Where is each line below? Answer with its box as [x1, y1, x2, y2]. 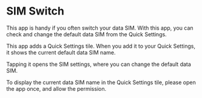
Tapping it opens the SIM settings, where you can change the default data [6, 60, 191, 68]
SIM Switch [6, 4, 65, 18]
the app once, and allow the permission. [6, 85, 107, 92]
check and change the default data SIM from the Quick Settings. [6, 30, 167, 38]
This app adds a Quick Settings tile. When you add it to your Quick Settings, [6, 42, 196, 50]
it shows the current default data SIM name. [6, 48, 116, 56]
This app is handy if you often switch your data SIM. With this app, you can [6, 24, 194, 31]
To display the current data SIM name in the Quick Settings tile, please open [6, 79, 196, 86]
